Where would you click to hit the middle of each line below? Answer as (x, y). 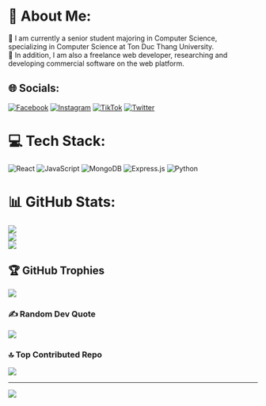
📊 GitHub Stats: (62, 202)
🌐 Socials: (34, 88)
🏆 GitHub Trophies (57, 271)
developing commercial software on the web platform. (96, 63)
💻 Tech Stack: (57, 141)
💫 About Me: (50, 16)
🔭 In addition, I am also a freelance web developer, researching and (118, 55)
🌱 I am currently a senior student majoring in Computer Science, (113, 38)
